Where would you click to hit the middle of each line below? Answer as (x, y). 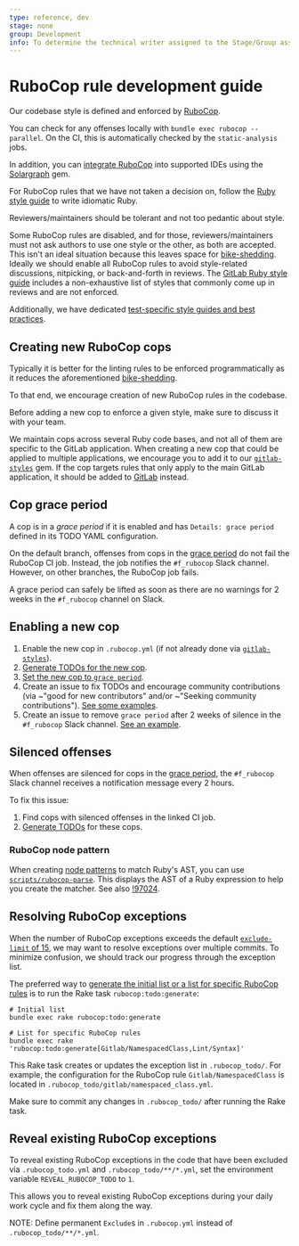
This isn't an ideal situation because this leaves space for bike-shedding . (143, 254)
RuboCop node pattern (60, 850)
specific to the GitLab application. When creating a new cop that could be (144, 448)
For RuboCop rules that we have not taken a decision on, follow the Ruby (142, 192)
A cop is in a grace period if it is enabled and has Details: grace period (141, 526)
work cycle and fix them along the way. (81, 1206)
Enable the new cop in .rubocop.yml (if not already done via (131, 648)
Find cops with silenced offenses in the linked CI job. (119, 817)
